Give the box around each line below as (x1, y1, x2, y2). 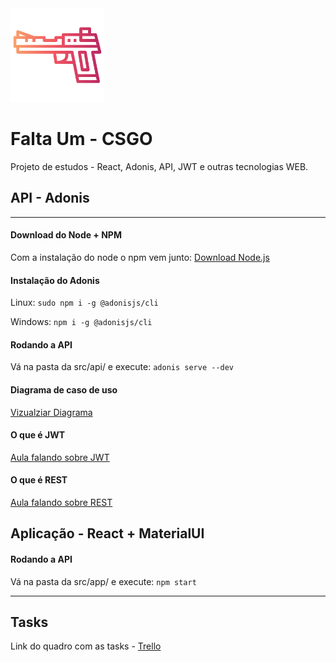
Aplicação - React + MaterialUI (10, 525, 205, 542)
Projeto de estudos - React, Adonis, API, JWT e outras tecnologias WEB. (10, 160, 309, 172)
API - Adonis (10, 190, 90, 207)
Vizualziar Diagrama (10, 406, 93, 418)
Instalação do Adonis (10, 274, 100, 286)
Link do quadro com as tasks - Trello (10, 640, 162, 652)
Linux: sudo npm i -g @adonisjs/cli (10, 297, 159, 309)
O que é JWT (10, 429, 66, 441)
